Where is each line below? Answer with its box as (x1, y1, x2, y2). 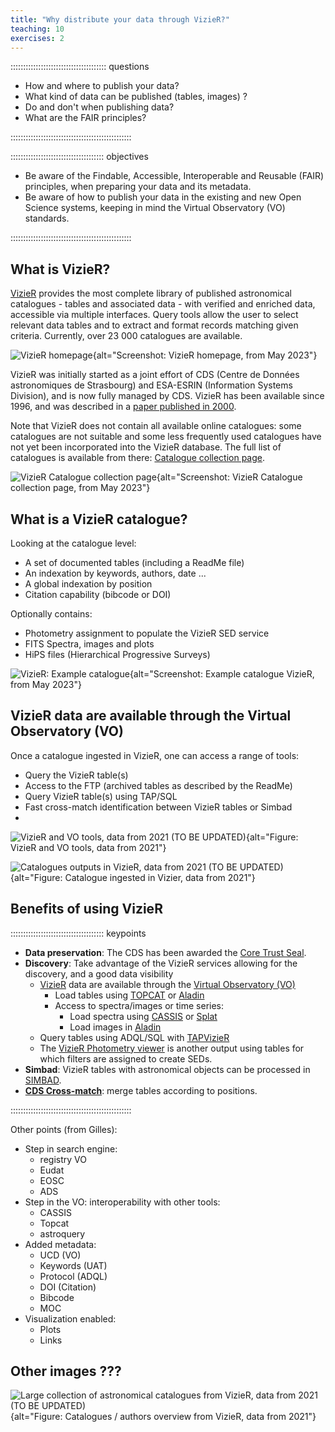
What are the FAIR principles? (24, 112, 147, 124)
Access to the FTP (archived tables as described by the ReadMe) (24, 779, 293, 791)
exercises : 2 (10, 33, 65, 43)
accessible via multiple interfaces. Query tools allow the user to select (10, 309, 299, 321)
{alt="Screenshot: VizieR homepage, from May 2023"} (92, 349, 318, 361)
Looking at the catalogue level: (10, 537, 137, 549)
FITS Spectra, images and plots (24, 638, 155, 650)
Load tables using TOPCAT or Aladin (54, 989, 205, 1001)
